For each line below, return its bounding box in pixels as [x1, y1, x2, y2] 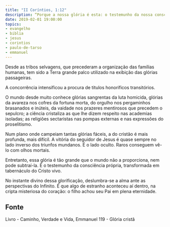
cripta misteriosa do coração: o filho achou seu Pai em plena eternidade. [5, 188, 157, 194]
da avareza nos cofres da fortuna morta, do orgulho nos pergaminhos [5, 99, 151, 105]
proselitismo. [5, 121, 32, 127]
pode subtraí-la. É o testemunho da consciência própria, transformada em [5, 162, 159, 168]
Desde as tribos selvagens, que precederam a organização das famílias [5, 64, 154, 70]
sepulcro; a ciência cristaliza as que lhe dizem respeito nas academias [5, 110, 152, 117]
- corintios [5, 41, 30, 46]
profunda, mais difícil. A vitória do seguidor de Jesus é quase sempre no [5, 136, 157, 142]
